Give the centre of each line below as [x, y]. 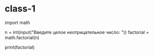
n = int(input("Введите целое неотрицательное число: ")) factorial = [77, 32]
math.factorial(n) [22, 37]
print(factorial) [20, 47]
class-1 [20, 9]
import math [17, 22]
